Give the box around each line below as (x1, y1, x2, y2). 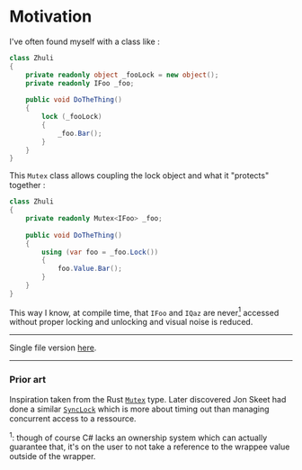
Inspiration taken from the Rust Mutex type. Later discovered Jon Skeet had (9, 393, 287, 404)
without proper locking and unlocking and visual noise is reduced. (9, 317, 253, 328)
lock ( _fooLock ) (41, 113, 102, 122)
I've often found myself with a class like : (9, 36, 160, 47)
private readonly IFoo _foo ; (25, 78, 135, 87)
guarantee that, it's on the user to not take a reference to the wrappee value (9, 441, 290, 452)
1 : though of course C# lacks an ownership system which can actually (9, 430, 268, 443)
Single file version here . (9, 342, 97, 353)
